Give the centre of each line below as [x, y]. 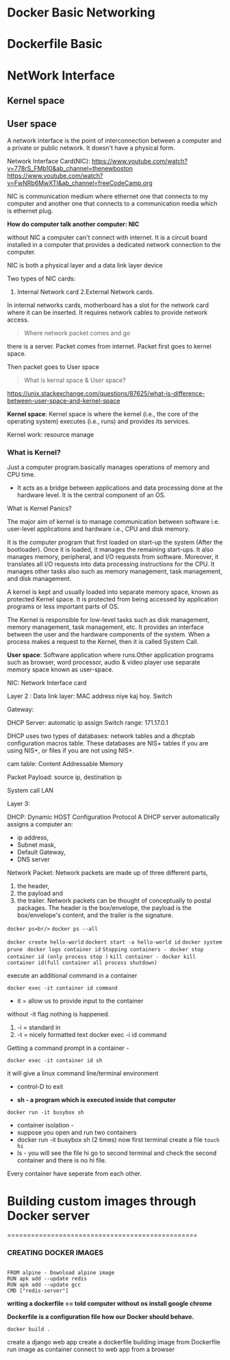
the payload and [40, 894]
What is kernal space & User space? [75, 380]
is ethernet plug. [30, 211]
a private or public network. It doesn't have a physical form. [91, 147]
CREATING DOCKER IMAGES [55, 1252]
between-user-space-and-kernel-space [64, 401]
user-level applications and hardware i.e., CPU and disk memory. [99, 529]
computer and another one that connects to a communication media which [112, 203]
